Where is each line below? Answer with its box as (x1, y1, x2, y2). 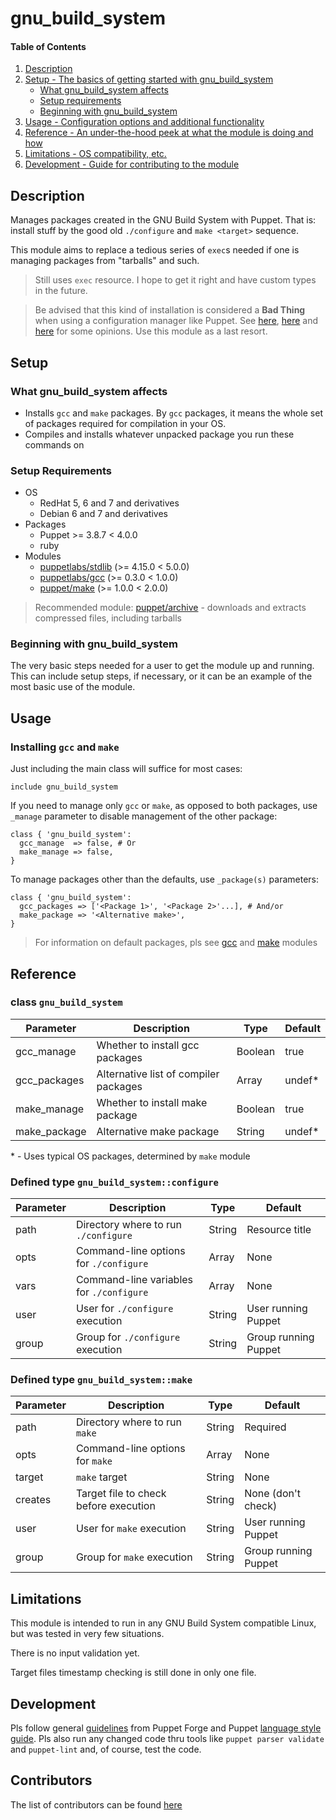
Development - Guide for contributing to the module (24, 158, 240, 171)
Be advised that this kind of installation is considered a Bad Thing (34, 304, 306, 316)
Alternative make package (96, 1124, 220, 1138)
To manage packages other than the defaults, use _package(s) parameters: (10, 873, 320, 886)
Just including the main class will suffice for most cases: (10, 763, 243, 775)
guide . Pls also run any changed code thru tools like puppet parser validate (10, 1733, 325, 1745)
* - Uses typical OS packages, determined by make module (10, 1150, 251, 1162)
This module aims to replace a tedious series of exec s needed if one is (10, 244, 300, 256)
